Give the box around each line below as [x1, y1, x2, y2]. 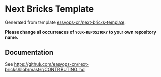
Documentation [5, 48, 54, 57]
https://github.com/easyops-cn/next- [14, 61, 89, 67]
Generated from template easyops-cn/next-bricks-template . [5, 19, 126, 25]
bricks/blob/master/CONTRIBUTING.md [5, 66, 85, 72]
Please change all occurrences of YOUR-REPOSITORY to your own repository [5, 29, 156, 35]
